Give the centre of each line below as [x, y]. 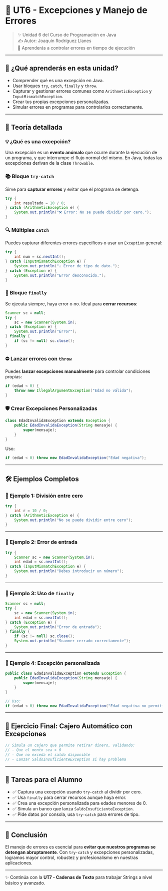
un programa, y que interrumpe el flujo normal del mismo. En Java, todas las [84, 158]
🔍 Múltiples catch [27, 230]
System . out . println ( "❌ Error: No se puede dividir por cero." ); [83, 212]
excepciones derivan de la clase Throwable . [49, 163]
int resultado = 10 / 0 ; [40, 203]
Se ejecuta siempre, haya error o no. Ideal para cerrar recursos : [71, 304]
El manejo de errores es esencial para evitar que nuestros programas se [80, 847]
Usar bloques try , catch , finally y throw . [55, 86]
